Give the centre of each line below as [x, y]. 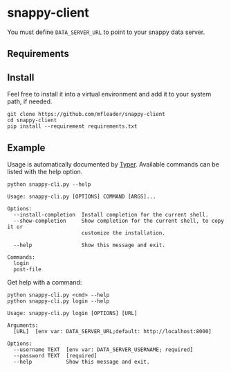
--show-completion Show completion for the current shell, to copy [119, 221]
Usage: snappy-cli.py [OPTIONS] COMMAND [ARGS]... [82, 196]
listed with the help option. [45, 171]
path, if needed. [30, 101]
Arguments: [23, 325]
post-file [27, 269]
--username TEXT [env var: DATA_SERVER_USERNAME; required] [103, 349]
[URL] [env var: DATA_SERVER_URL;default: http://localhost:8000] [113, 331]
